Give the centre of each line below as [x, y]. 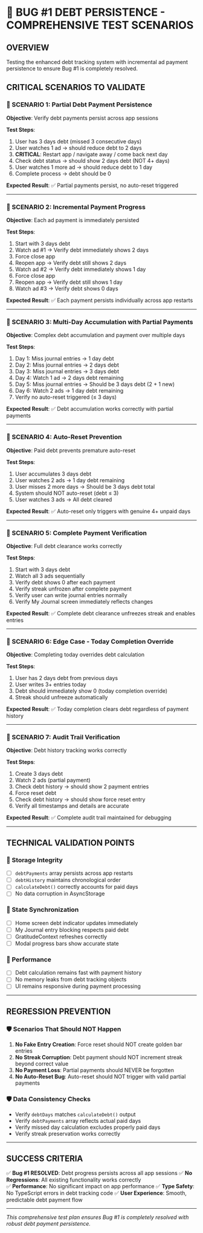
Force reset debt [36, 793]
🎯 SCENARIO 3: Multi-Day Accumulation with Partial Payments [100, 322]
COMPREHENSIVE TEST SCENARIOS [100, 25]
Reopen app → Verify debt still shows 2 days [71, 263]
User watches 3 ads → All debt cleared [63, 499]
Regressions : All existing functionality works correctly [74, 1180]
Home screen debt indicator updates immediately [76, 923]
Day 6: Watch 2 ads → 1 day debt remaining [69, 391]
